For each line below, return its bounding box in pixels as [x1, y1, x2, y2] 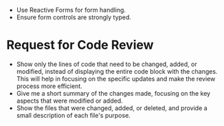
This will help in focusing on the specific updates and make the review [16, 74, 216, 83]
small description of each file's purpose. [16, 111, 131, 119]
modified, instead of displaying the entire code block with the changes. [16, 67, 218, 75]
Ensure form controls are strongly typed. [16, 13, 132, 21]
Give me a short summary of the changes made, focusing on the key [16, 89, 211, 97]
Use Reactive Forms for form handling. [16, 6, 126, 14]
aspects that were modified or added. [16, 96, 123, 105]
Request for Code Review [6, 37, 154, 53]
